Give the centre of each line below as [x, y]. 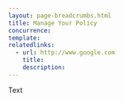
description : [44, 68]
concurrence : [30, 30]
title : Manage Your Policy [53, 23]
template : [25, 38]
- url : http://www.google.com [65, 52]
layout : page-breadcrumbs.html [60, 16]
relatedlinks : [32, 45]
